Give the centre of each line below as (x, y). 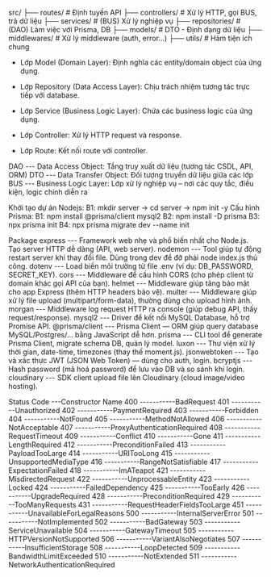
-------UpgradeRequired (49, 496)
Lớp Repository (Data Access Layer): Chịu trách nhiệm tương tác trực (135, 86)
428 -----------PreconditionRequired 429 (161, 496)
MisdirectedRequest (42, 479)
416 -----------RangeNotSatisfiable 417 (156, 462)
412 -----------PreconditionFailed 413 (126, 445)
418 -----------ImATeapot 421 (119, 470)
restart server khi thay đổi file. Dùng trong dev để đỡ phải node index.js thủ (133, 257)
